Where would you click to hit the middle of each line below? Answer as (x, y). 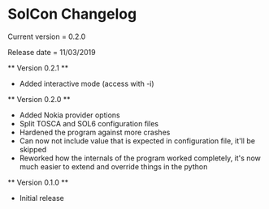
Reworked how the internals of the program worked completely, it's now (140, 158)
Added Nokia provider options (70, 115)
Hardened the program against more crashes (95, 132)
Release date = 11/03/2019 (52, 52)
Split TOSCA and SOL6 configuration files (89, 123)
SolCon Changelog (72, 14)
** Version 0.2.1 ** (38, 68)
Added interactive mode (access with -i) (87, 83)
